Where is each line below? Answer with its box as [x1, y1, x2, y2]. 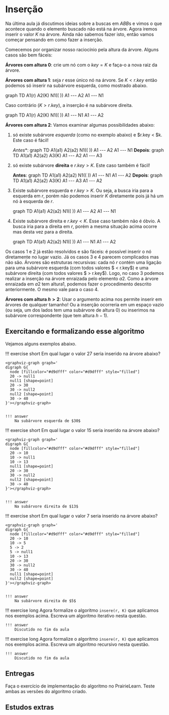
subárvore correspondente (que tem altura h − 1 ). [5, 312, 108, 319]
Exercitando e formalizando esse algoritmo [5, 327, 145, 336]
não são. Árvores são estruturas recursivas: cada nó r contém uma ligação [5, 259, 162, 265]
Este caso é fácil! [12, 137, 49, 143]
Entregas [5, 669, 35, 678]
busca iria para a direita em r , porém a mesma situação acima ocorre [12, 223, 157, 230]
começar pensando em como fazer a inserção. [5, 37, 103, 43]
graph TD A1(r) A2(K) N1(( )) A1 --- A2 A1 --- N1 [5, 92, 104, 98]
